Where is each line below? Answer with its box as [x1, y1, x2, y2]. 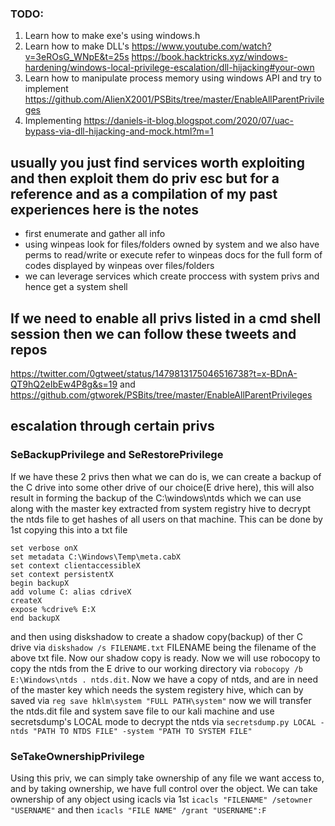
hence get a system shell [24, 281, 128, 293]
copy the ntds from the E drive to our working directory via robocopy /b [10, 662, 303, 674]
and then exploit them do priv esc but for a [10, 170, 280, 187]
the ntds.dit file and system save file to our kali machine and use [10, 705, 275, 717]
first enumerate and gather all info [24, 228, 166, 240]
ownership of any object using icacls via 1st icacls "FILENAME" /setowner [10, 793, 313, 805]
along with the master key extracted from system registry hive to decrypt [10, 502, 312, 514]
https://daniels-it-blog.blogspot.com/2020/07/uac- [83, 115, 295, 127]
